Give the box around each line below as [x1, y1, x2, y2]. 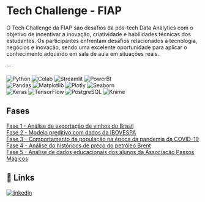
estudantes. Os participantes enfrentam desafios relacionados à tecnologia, [6, 37, 198, 44]
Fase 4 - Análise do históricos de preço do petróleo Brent [6, 142, 151, 149]
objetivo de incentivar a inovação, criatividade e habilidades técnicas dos [6, 30, 192, 37]
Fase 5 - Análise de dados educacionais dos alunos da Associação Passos [6, 148, 195, 155]
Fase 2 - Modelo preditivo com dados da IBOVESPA [6, 128, 136, 136]
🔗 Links [6, 173, 35, 183]
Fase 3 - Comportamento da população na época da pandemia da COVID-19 [6, 135, 199, 142]
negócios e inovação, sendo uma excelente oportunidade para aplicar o [6, 44, 188, 51]
